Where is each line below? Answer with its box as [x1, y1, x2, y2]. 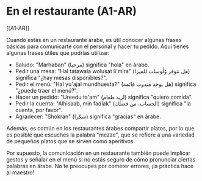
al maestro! [6, 169, 35, 176]
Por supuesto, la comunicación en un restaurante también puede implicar [6, 149, 191, 157]
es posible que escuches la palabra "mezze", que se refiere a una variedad [6, 131, 195, 138]
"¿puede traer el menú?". [15, 87, 78, 94]
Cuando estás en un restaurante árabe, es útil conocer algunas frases [6, 36, 182, 43]
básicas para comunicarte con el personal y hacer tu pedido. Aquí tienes [6, 43, 189, 50]
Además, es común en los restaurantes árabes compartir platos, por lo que [6, 124, 195, 132]
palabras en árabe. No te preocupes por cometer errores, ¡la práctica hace [6, 162, 194, 169]
